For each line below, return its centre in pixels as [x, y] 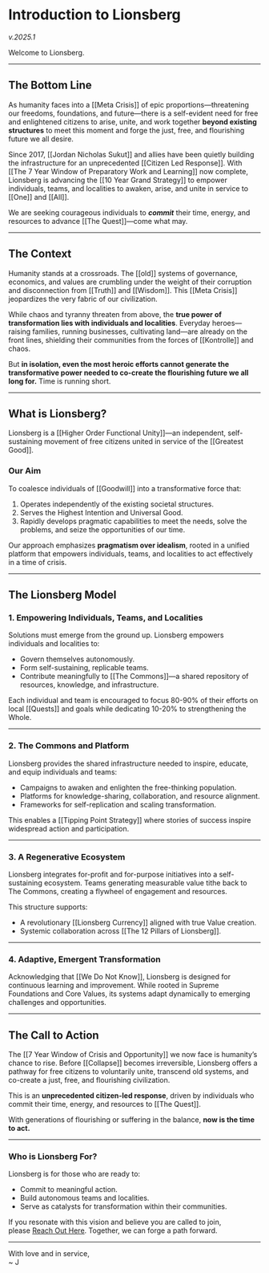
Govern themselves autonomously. [77, 659]
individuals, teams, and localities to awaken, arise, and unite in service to [128, 188]
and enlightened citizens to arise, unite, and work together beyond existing [133, 121]
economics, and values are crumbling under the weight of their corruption [130, 282]
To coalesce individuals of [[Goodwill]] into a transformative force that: [125, 488]
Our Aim [25, 471]
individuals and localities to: [54, 644]
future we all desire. [41, 139]
